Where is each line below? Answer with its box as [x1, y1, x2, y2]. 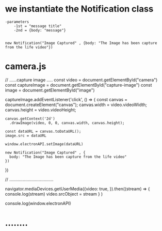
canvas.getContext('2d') [5, 116, 55, 121]
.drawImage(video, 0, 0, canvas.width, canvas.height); [9, 120, 125, 125]
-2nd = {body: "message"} [14, 28, 66, 32]
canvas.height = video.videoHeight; [5, 107, 76, 112]
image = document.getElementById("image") [5, 87, 95, 93]
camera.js [5, 61, 47, 72]
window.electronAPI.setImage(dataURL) [5, 141, 83, 146]
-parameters [5, 19, 29, 24]
